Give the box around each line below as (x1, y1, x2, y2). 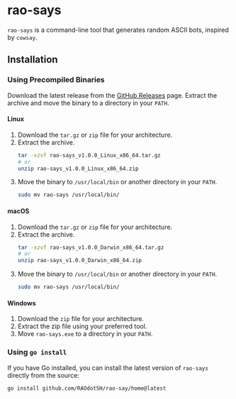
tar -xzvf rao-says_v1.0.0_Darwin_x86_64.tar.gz (17, 244, 164, 251)
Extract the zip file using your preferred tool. (17, 322, 147, 331)
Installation (7, 54, 58, 66)
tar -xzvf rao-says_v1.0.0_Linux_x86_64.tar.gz (17, 152, 161, 159)
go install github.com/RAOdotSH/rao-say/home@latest (7, 385, 167, 392)
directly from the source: (7, 371, 80, 379)
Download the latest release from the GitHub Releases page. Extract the (7, 91, 218, 99)
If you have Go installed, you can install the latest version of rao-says (7, 364, 209, 372)
